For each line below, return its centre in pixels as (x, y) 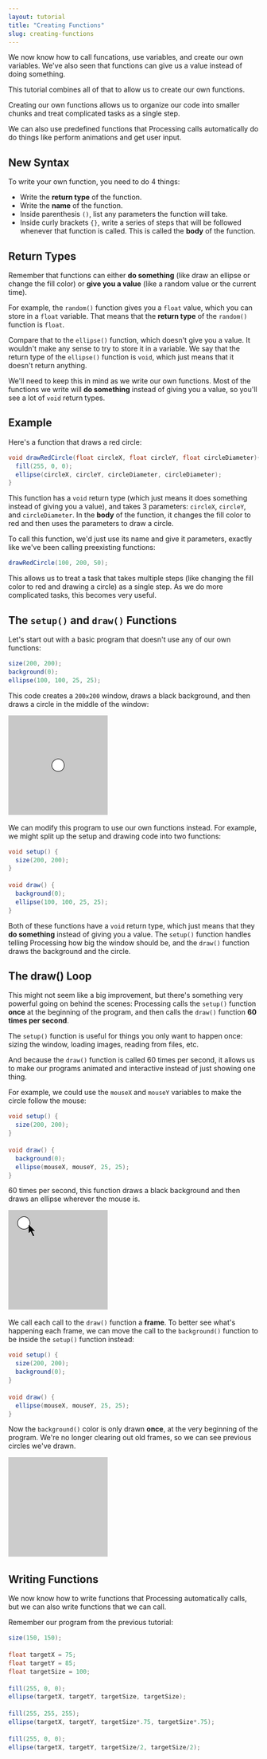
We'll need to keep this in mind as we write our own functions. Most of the (130, 381)
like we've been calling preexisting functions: (82, 548)
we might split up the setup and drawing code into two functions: (114, 836)
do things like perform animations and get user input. (95, 137)
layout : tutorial (37, 17)
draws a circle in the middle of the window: (79, 704)
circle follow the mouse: (47, 1101)
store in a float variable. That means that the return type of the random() (128, 316)
